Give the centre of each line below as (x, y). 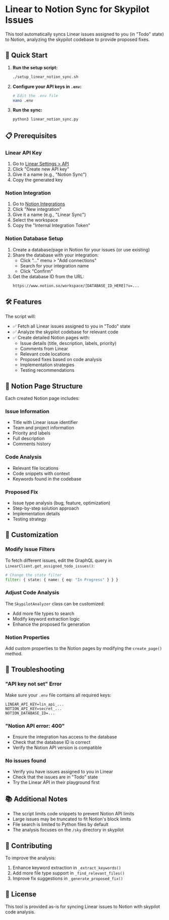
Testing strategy (30, 519)
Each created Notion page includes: (42, 399)
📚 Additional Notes (37, 799)
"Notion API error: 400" (35, 726)
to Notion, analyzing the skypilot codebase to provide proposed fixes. (77, 39)
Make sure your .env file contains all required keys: (58, 695)
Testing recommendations (47, 370)
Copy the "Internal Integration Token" (51, 226)
